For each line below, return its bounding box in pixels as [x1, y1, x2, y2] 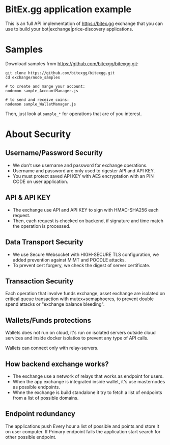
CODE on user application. [12, 178, 69, 185]
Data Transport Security [5, 238, 83, 247]
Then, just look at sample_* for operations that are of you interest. [5, 111, 142, 117]
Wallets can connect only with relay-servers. [5, 345, 99, 351]
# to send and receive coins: [5, 97, 70, 102]
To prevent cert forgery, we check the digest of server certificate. [12, 262, 151, 268]
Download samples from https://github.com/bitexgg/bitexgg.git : [5, 60, 139, 67]
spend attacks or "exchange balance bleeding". [5, 301, 105, 307]
